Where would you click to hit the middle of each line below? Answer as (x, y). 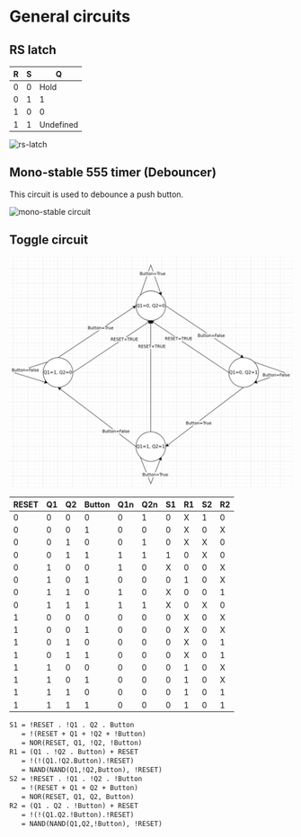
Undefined (59, 124)
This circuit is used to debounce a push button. (97, 194)
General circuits (70, 17)
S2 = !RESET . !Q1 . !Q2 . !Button (76, 779)
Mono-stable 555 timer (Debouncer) (113, 173)
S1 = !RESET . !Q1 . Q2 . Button (72, 726)
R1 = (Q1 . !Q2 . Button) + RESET (74, 752)
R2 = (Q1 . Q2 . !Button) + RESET (74, 806)
